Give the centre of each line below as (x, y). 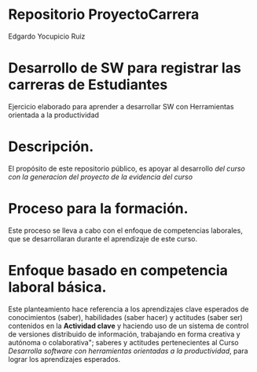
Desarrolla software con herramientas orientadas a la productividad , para (128, 351)
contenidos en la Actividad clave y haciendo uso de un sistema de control (128, 326)
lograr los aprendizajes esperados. (64, 359)
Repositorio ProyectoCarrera (104, 15)
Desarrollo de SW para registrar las (125, 68)
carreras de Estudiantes (88, 85)
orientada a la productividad (54, 115)
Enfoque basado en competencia (118, 270)
